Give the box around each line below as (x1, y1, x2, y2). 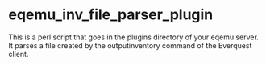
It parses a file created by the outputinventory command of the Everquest (8, 40, 252, 50)
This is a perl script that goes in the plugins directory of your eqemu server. (8, 32, 260, 42)
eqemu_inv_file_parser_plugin (8, 6, 214, 24)
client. (8, 49, 29, 59)
